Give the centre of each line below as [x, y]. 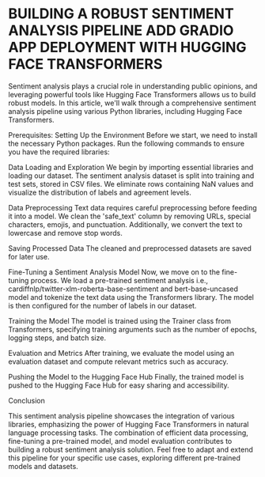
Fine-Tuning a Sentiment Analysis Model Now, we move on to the [114, 272]
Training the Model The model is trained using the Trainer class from [120, 320]
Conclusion [27, 400]
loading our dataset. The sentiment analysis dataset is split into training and [131, 176]
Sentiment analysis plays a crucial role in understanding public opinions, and [133, 86]
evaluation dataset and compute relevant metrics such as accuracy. [118, 362]
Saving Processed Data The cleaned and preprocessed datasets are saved [130, 248]
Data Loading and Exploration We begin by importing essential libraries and [131, 167]
